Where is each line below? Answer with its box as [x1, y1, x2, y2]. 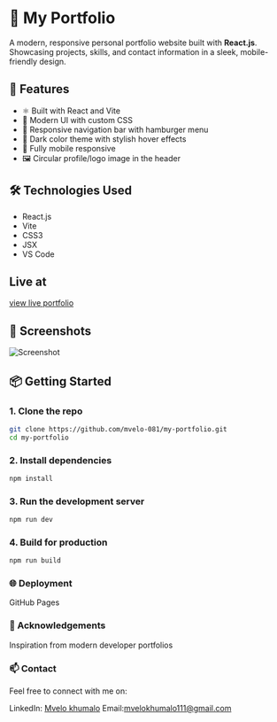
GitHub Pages [9, 597, 60, 608]
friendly [9, 56, 38, 66]
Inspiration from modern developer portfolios [9, 640, 173, 650]
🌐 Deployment [9, 578, 73, 590]
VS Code [21, 248, 55, 260]
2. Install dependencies [9, 454, 112, 466]
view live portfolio [9, 298, 74, 308]
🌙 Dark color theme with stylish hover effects [21, 133, 187, 144]
